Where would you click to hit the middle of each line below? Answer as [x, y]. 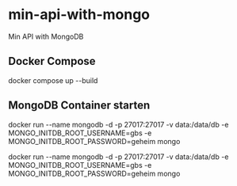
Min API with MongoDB [46, 36]
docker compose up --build [53, 80]
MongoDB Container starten [79, 106]
